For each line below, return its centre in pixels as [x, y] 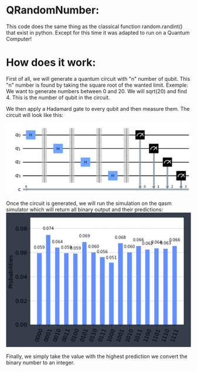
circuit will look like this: [35, 115]
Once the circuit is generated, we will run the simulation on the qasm [89, 203]
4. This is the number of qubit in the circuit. [58, 97]
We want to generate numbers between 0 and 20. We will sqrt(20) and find [97, 91]
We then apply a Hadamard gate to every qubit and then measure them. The [98, 108]
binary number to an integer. [40, 362]
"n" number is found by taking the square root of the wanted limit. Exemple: [97, 85]
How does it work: [51, 63]
